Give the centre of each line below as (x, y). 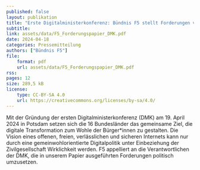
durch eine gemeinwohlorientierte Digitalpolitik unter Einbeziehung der (93, 143)
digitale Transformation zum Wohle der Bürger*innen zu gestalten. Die (92, 130)
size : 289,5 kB (25, 84)
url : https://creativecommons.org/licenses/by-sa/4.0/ (86, 100)
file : (13, 56)
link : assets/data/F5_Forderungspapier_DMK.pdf (66, 34)
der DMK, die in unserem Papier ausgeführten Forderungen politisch (90, 155)
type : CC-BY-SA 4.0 (41, 95)
